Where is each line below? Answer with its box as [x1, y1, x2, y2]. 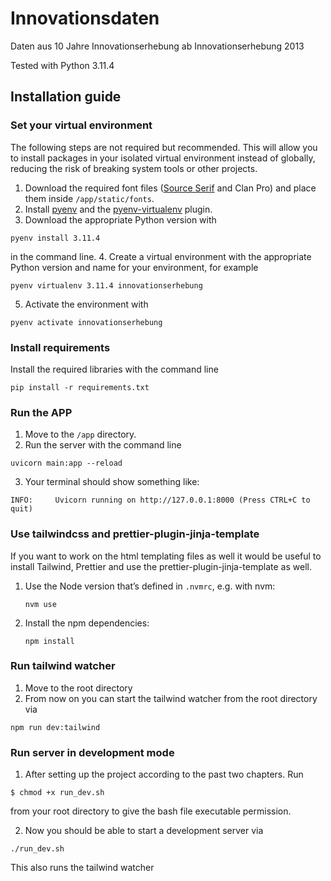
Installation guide [10, 88, 122, 106]
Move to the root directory [24, 682, 133, 694]
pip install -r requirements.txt [10, 382, 150, 392]
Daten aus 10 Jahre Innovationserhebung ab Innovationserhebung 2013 [10, 40, 305, 52]
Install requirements [10, 340, 111, 354]
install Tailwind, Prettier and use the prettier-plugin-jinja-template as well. [10, 560, 312, 572]
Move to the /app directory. [24, 428, 137, 441]
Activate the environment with [24, 298, 149, 310]
